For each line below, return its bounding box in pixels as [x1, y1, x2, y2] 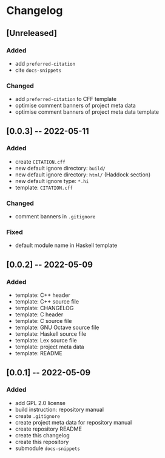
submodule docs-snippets [15, 445, 81, 452]
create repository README [15, 425, 82, 432]
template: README [15, 350, 62, 357]
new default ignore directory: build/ [15, 164, 106, 172]
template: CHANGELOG [15, 305, 74, 312]
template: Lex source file [15, 337, 77, 344]
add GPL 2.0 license [15, 399, 66, 406]
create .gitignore [15, 412, 61, 420]
